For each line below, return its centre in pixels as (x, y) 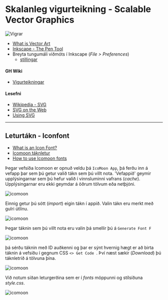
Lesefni (13, 93)
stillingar (29, 59)
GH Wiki (14, 71)
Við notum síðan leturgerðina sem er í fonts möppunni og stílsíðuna (74, 278)
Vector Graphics (40, 20)
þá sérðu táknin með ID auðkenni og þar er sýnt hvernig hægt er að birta (79, 248)
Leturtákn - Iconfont (37, 135)
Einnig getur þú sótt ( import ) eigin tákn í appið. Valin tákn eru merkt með (79, 203)
